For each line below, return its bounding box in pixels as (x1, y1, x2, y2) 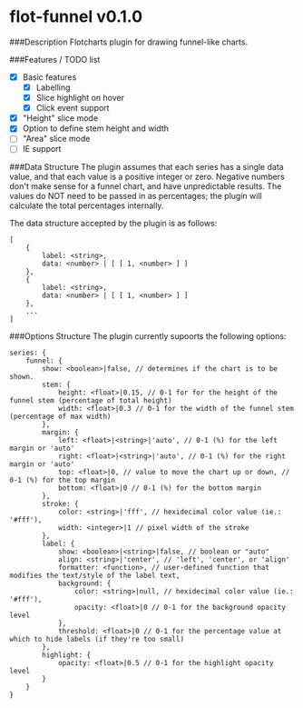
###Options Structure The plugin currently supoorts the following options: (9, 331, 287, 342)
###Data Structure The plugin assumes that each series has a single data (9, 162, 284, 173)
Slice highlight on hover (35, 93, 125, 104)
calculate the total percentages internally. (9, 200, 164, 211)
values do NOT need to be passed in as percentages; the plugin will (9, 191, 262, 202)
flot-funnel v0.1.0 (9, 6, 143, 27)
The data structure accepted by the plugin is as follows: (9, 218, 218, 229)
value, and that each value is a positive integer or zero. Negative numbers (9, 171, 286, 183)
